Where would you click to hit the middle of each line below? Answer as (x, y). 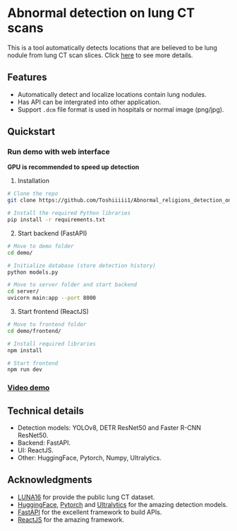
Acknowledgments (50, 480)
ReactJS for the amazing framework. (71, 519)
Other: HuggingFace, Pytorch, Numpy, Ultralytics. (90, 458)
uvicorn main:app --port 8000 (52, 298)
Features (27, 77)
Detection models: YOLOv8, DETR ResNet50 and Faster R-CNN (109, 428)
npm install (25, 350)
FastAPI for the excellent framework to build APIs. (90, 512)
